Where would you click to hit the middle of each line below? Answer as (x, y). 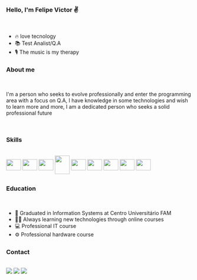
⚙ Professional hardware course (54, 234)
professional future (29, 113)
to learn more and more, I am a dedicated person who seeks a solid (88, 106)
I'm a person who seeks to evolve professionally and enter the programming (99, 94)
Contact (18, 252)
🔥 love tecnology (35, 36)
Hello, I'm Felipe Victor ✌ (42, 9)
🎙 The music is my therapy (47, 52)
